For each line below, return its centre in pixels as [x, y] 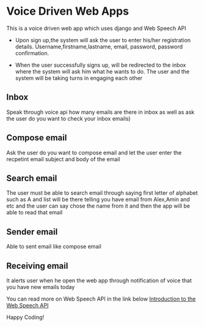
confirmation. [32, 53]
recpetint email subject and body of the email [63, 159]
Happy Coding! [25, 317]
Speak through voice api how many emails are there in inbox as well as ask [100, 112]
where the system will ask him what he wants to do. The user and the [102, 71]
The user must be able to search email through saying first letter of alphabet [102, 193]
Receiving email [37, 265]
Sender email [32, 232]
